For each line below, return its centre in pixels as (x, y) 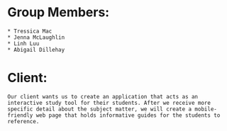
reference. (23, 121)
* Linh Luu (23, 43)
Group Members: (59, 12)
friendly (20, 115)
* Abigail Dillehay (36, 50)
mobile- (206, 109)
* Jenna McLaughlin (36, 37)
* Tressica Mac (30, 31)
